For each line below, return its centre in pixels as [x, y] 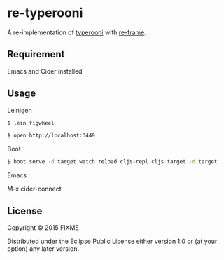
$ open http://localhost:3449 [51, 136]
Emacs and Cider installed [45, 71]
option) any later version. [43, 249]
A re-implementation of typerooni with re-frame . [77, 32]
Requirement [36, 54]
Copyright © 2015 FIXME [43, 228]
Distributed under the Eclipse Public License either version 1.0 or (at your [112, 241]
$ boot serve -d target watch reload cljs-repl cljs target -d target [112, 162]
